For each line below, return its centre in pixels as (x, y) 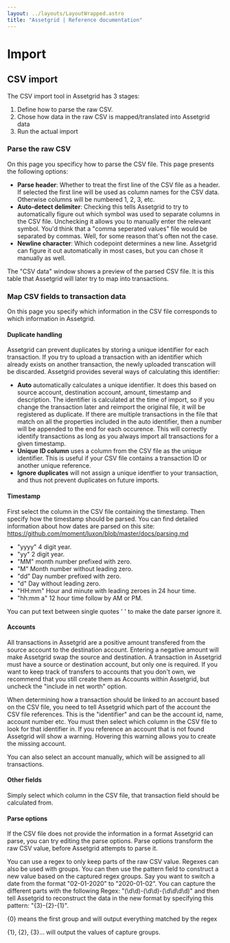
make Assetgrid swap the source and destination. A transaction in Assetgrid (114, 657)
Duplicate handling (35, 334)
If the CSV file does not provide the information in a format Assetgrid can (110, 833)
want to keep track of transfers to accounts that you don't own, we (101, 672)
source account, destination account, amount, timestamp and (104, 393)
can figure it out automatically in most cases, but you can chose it (110, 250)
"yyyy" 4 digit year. (44, 547)
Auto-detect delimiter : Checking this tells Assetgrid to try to (103, 207)
